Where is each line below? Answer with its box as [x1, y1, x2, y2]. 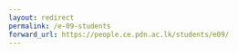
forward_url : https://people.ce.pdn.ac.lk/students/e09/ [8, 30, 230, 39]
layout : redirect [8, 13, 75, 22]
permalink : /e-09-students [8, 22, 111, 31]
